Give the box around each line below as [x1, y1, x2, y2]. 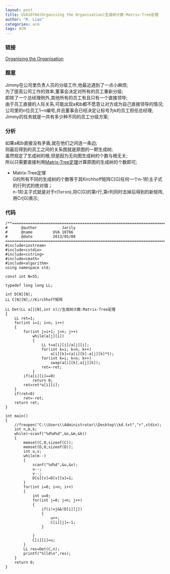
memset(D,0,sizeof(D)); [23, 445, 73, 450]
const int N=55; [5, 274, 39, 279]
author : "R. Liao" [5, 17, 44, 22]
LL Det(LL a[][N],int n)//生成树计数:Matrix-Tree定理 [5, 307, 116, 312]
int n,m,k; [14, 427, 37, 432]
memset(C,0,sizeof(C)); [23, 440, 73, 445]
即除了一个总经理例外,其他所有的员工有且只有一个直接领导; [5, 94, 128, 100]
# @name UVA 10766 [5, 230, 73, 235]
